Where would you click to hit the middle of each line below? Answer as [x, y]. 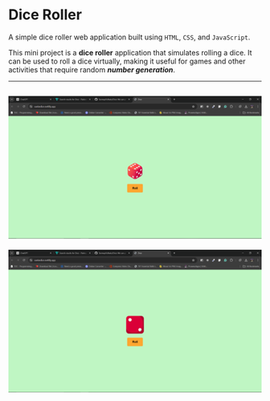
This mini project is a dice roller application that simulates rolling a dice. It [130, 52]
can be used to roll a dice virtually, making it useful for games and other [127, 61]
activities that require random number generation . [92, 69]
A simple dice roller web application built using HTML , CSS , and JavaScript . [129, 37]
